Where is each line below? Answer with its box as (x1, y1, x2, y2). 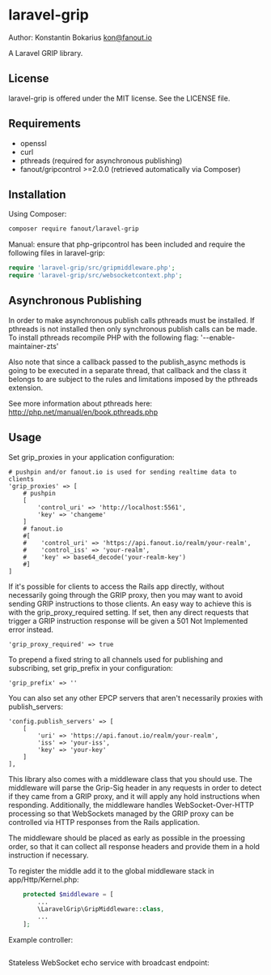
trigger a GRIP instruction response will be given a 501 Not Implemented (8, 616, 248, 625)
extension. (8, 383, 44, 393)
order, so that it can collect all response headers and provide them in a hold (8, 841, 260, 851)
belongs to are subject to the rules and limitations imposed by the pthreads (8, 374, 258, 384)
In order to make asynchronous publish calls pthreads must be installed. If (8, 315, 255, 325)
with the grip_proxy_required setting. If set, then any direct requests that (8, 607, 249, 617)
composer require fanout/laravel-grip (8, 225, 139, 233)
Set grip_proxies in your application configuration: (8, 452, 176, 462)
